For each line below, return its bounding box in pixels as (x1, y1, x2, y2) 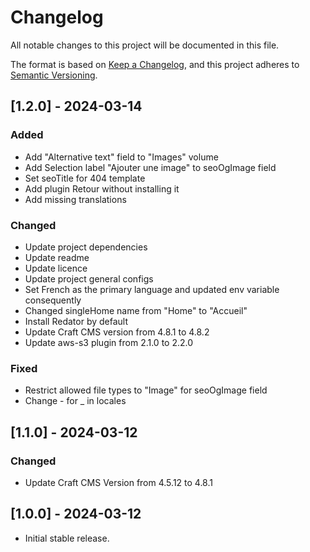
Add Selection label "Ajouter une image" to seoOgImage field (24, 161, 277, 173)
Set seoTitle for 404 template (24, 172, 146, 184)
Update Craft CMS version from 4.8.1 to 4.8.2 (24, 326, 210, 338)
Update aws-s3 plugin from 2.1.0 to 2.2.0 (24, 336, 194, 348)
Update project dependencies (24, 241, 148, 253)
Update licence (24, 262, 88, 274)
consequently (24, 294, 82, 306)
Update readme (24, 251, 90, 263)
